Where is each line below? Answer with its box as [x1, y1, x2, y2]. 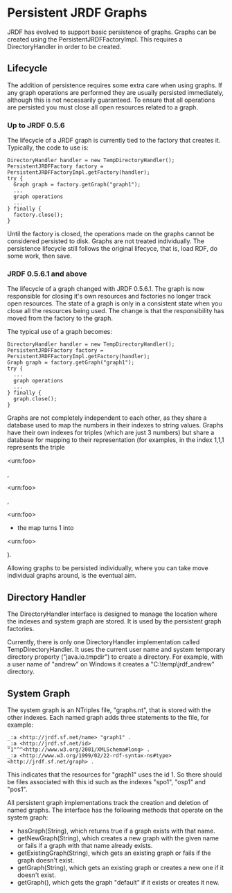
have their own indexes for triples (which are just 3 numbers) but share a [7, 428, 215, 437]
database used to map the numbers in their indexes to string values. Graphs [7, 421, 224, 430]
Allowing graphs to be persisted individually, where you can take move [7, 564, 209, 572]
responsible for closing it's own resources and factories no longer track [7, 292, 211, 301]
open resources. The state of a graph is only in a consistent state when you [7, 299, 222, 308]
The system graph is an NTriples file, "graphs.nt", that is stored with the [7, 705, 211, 714]
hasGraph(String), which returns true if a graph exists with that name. [17, 826, 216, 835]
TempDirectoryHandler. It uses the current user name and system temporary [7, 646, 226, 654]
